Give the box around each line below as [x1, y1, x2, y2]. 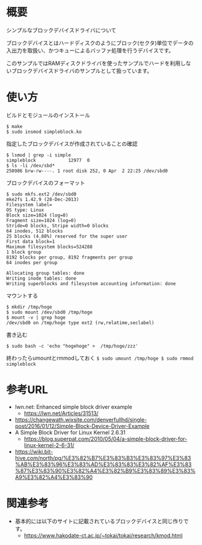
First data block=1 [6, 238, 55, 244]
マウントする [6, 292, 38, 299]
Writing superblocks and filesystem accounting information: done [6, 280, 176, 286]
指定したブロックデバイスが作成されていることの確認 [6, 140, 138, 147]
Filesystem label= [6, 202, 52, 208]
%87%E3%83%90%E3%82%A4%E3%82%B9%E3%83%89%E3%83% [14, 467, 196, 474]
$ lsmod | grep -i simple [6, 152, 71, 158]
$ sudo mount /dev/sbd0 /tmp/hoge [6, 309, 93, 315]
